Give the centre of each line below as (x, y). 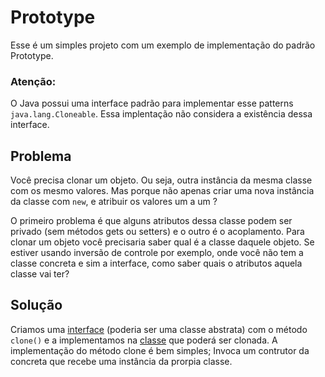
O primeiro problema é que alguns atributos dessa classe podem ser (151, 221)
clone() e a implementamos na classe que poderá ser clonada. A (144, 340)
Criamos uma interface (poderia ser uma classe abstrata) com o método (159, 329)
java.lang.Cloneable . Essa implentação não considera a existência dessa (161, 114)
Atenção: (33, 81)
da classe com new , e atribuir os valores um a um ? (114, 202)
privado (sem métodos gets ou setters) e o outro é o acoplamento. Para (157, 232)
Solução (36, 305)
